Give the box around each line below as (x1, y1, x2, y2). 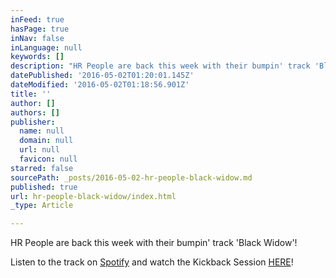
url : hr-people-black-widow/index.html (10, 191, 177, 201)
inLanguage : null (10, 42, 83, 53)
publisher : (10, 117, 56, 127)
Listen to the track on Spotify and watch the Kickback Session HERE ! (10, 256, 294, 268)
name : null (19, 126, 65, 136)
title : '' (10, 89, 52, 99)
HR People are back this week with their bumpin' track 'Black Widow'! (10, 237, 298, 249)
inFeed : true (10, 14, 65, 25)
